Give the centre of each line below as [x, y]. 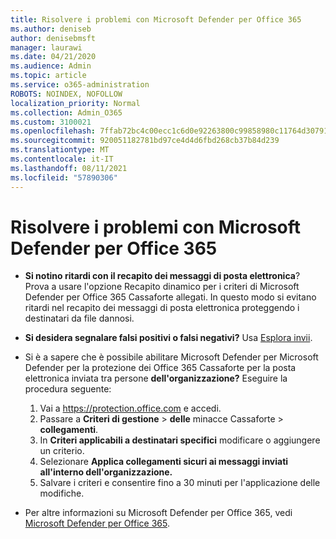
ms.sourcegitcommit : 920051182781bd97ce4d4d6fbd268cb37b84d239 [145, 141]
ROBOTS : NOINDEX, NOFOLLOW [66, 94]
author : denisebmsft [53, 38]
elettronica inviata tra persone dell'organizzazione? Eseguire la [156, 378]
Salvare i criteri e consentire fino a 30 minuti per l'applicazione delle [180, 483]
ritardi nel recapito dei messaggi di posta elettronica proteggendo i [162, 308]
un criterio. [62, 451]
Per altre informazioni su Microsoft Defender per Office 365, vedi [158, 513]
